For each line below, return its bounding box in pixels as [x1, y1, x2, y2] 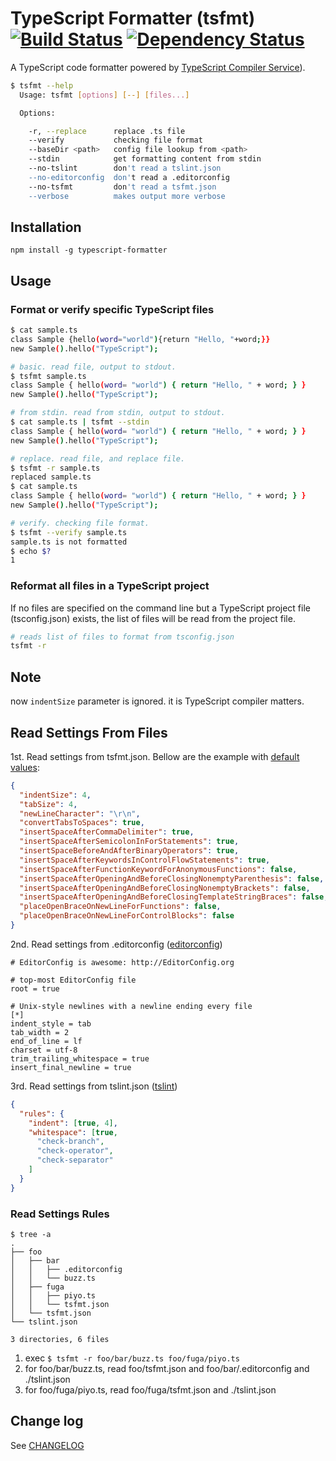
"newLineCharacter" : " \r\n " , [19, 808, 141, 819]
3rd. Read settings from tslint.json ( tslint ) [10, 1080, 178, 1092]
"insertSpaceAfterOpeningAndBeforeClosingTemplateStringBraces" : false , [19, 892, 329, 902]
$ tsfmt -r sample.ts [10, 463, 101, 473]
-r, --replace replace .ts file [28, 126, 186, 136]
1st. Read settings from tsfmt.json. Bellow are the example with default [10, 750, 300, 762]
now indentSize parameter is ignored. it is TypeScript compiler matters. [10, 695, 305, 707]
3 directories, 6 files [10, 1335, 110, 1345]
